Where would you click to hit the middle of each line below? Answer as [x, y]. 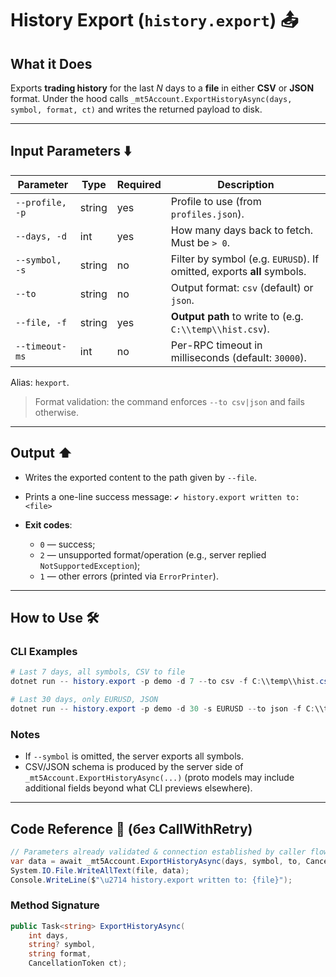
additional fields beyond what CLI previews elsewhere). [138, 788]
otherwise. [57, 412]
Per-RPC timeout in [216, 345]
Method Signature [55, 905]
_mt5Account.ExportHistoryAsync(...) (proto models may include [159, 778]
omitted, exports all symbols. [238, 271]
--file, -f [41, 322]
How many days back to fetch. [242, 230]
